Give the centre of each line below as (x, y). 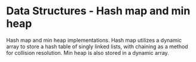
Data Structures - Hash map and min (98, 11)
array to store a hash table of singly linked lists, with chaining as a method (97, 46)
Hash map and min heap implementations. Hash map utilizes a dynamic (94, 40)
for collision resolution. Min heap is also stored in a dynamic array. (88, 52)
